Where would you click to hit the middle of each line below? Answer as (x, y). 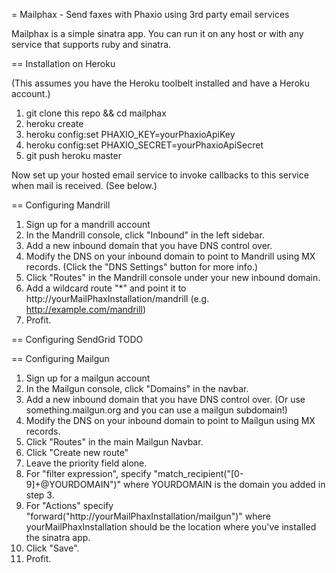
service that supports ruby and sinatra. (91, 44)
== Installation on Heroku (63, 63)
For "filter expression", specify (88, 473)
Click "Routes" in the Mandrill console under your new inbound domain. (173, 277)
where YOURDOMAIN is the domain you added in (224, 484)
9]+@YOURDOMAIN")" (73, 484)
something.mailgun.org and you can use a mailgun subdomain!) (156, 410)
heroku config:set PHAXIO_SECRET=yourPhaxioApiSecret (144, 145)
